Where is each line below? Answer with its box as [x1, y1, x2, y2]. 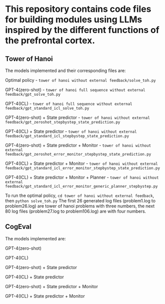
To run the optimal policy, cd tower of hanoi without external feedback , [5, 192, 154, 198]
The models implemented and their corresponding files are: [5, 68, 126, 74]
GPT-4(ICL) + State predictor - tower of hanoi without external [5, 128, 137, 134]
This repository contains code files [5, 3, 152, 15]
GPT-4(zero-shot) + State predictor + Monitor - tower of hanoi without [5, 142, 152, 148]
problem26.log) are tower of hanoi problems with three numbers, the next [5, 203, 155, 209]
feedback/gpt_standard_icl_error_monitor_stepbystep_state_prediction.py [5, 166, 161, 171]
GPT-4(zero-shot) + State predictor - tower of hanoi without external [5, 114, 150, 120]
